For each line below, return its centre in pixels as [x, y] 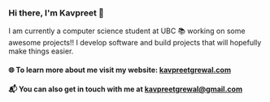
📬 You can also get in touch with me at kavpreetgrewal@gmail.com [125, 89]
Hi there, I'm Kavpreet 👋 [56, 13]
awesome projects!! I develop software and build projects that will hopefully [135, 43]
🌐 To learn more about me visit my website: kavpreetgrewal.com [120, 70]
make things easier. [41, 51]
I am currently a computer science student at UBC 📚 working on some [127, 31]
